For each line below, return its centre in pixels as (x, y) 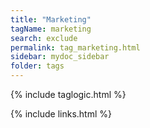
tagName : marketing (51, 29)
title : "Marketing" (51, 19)
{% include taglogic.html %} (68, 94)
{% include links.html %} (61, 114)
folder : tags (37, 66)
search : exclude (44, 38)
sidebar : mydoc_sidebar (60, 57)
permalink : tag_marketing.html (75, 47)
